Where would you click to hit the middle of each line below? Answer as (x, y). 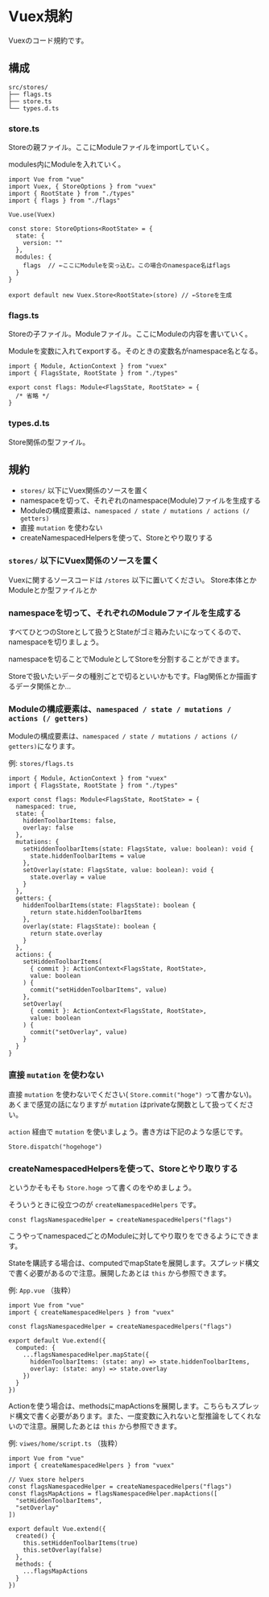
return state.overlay (66, 934)
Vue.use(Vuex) (32, 215)
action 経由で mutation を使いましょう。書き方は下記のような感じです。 (128, 1132)
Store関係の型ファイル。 (49, 442)
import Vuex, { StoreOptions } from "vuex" (83, 187)
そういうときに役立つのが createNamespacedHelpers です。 (105, 1204)
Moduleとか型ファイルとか (53, 590)
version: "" (43, 243)
